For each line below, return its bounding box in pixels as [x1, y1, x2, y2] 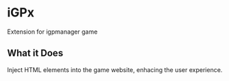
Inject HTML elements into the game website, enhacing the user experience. [7, 65, 223, 73]
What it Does [7, 47, 64, 59]
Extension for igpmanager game [7, 27, 98, 36]
